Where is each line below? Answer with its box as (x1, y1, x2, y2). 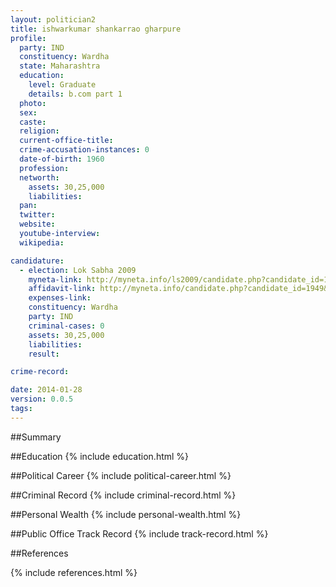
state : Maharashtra (19, 61, 101, 71)
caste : (19, 117, 47, 127)
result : (28, 349, 60, 359)
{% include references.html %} (10, 566, 138, 578)
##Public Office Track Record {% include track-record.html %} (10, 527, 269, 540)
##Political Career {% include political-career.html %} (10, 469, 232, 481)
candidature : (10, 256, 65, 266)
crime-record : (10, 367, 70, 377)
